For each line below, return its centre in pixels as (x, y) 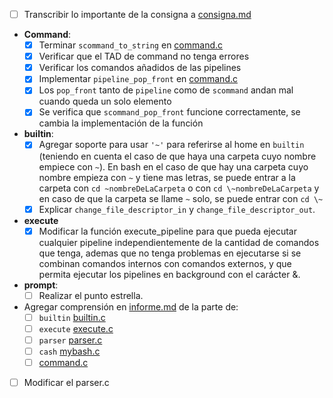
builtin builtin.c (72, 317)
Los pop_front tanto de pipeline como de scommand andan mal (166, 90)
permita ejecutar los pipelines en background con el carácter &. (169, 274)
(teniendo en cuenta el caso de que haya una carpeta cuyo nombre (177, 156)
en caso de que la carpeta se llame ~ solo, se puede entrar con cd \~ (181, 198)
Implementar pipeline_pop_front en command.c (138, 79)
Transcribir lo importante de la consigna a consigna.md (137, 14)
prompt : (41, 285)
